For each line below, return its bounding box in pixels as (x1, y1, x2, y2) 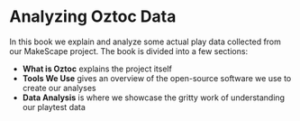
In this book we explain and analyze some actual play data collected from (9, 36, 282, 47)
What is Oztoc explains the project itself (22, 63, 173, 74)
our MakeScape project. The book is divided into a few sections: (9, 45, 249, 56)
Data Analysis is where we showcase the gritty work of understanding (22, 92, 286, 103)
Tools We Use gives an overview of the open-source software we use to (22, 72, 292, 83)
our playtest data (22, 101, 86, 112)
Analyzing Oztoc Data (9, 6, 177, 27)
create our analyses (22, 82, 96, 93)
